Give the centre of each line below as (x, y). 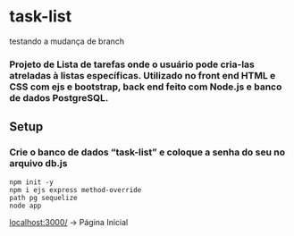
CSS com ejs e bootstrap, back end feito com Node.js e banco (146, 87)
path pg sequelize (43, 198)
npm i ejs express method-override (76, 190)
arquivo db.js (38, 164)
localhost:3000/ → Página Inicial (69, 222)
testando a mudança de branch (67, 41)
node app (25, 206)
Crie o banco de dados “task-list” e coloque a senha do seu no (147, 152)
